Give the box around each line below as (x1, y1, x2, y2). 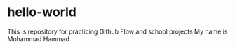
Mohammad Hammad (7, 34, 70, 43)
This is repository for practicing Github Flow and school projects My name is (7, 27, 228, 36)
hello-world (7, 4, 77, 20)
